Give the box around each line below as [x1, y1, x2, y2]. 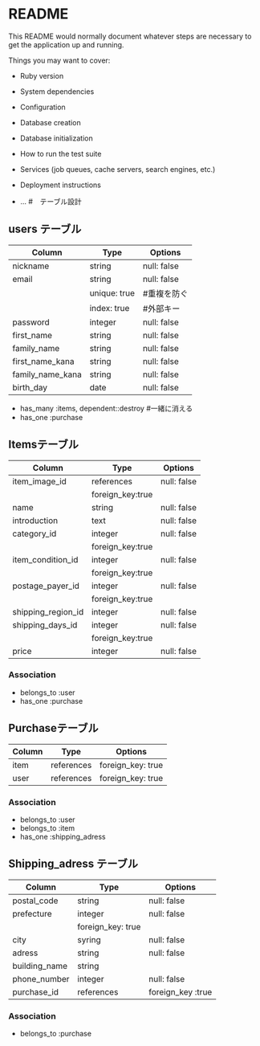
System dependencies [19, 86, 95, 96]
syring [77, 934, 102, 945]
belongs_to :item [19, 823, 75, 832]
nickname [12, 260, 50, 272]
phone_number [12, 973, 70, 984]
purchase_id [12, 986, 59, 997]
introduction [12, 515, 59, 526]
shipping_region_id [12, 606, 84, 617]
